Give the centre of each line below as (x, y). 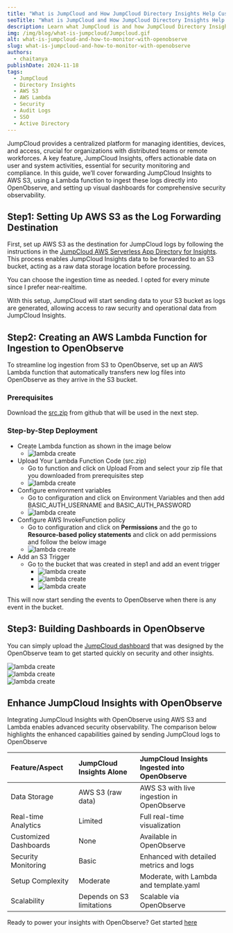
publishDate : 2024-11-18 (43, 65)
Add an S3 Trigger (43, 556)
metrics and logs (167, 866)
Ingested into (162, 768)
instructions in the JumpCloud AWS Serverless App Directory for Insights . (112, 251)
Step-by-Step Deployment (53, 431)
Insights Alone (103, 772)
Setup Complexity (40, 881)
